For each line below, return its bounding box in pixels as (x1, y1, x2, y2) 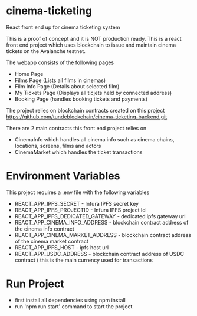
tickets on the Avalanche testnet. (6, 47, 86, 54)
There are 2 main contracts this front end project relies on (6, 124, 147, 131)
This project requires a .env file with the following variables (6, 189, 150, 196)
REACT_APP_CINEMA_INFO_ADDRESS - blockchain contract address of (14, 219, 189, 226)
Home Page (14, 70, 44, 77)
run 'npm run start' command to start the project (14, 302, 133, 310)
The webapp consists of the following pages (6, 59, 114, 66)
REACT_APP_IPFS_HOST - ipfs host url (14, 243, 109, 251)
